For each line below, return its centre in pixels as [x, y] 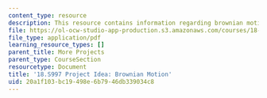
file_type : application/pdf [55, 38]
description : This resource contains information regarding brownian [126, 23]
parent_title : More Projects [56, 52]
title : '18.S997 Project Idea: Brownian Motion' [90, 74]
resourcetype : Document [48, 67]
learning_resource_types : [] [56, 45]
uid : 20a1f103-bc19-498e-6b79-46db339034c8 [81, 81]
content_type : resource [48, 15]
